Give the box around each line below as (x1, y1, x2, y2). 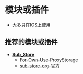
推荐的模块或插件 (5, 38, 58, 46)
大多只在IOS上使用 (12, 22, 51, 28)
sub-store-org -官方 (19, 63, 60, 69)
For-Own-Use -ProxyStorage (19, 57, 78, 63)
